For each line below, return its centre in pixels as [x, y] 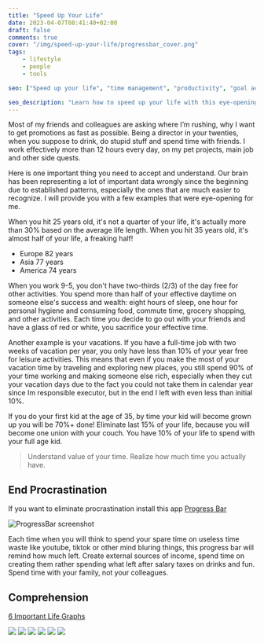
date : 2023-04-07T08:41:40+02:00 [63, 23]
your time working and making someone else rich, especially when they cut [130, 376]
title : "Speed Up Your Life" [56, 15]
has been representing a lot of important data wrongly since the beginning [128, 182]
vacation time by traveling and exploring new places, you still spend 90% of [131, 368]
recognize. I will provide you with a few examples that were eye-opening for [131, 198]
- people [37, 67]
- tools [35, 74]
